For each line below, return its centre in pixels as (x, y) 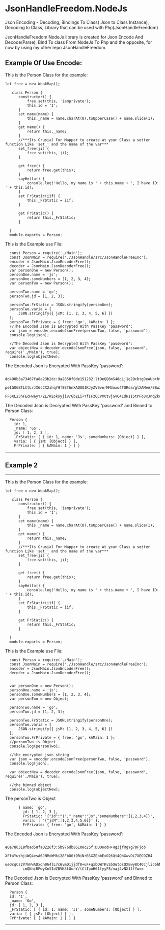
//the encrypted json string (39, 755)
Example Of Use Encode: (44, 63)
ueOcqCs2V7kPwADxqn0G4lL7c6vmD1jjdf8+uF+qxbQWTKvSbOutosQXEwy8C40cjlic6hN (83, 864)
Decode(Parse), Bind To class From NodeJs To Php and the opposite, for (79, 42)
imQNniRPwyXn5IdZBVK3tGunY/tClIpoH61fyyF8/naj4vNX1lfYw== (83, 869)
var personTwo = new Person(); (41, 283)
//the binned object (30, 785)
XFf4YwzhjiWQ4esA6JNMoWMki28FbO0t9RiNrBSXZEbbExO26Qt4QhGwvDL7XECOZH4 (79, 856)
